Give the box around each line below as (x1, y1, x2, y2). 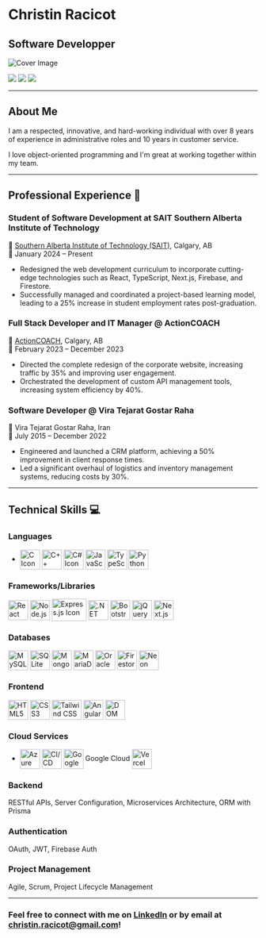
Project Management (8, 863, 91, 875)
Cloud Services (8, 730, 69, 741)
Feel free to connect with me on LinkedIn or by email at (8, 909, 222, 920)
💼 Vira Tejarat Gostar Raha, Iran (8, 423, 111, 432)
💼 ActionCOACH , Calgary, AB (8, 336, 104, 345)
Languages (8, 531, 53, 542)
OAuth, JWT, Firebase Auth (8, 844, 97, 854)
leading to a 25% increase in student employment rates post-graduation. (19, 298, 257, 307)
